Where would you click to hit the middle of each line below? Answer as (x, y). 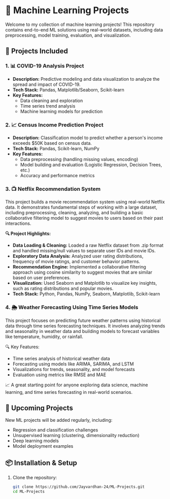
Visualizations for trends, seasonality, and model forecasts (74, 369)
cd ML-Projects (29, 492)
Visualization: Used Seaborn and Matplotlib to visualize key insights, (85, 283)
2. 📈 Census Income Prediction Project (55, 125)
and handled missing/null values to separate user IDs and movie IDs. (84, 251)
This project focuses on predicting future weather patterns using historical (83, 320)
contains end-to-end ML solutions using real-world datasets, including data (84, 29)
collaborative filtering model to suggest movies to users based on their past (84, 218)
